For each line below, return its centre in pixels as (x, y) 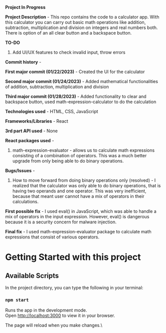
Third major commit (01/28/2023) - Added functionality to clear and (76, 96)
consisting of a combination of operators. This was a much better (80, 155)
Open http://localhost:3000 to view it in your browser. (60, 315)
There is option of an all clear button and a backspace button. (69, 33)
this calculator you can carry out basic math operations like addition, (76, 22)
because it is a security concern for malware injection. (61, 222)
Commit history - (23, 62)
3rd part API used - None (32, 131)
